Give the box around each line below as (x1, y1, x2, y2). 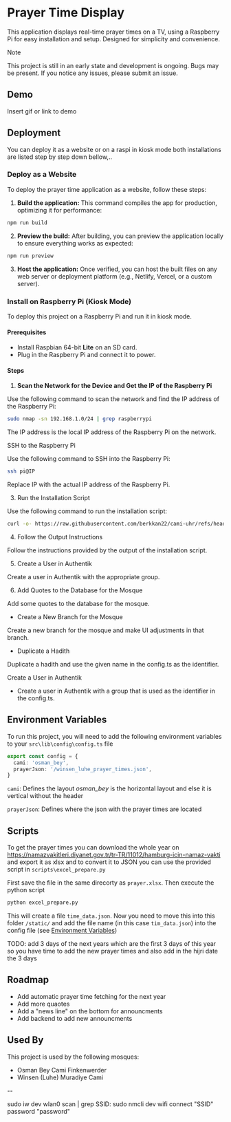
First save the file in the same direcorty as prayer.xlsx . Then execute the (7, 878, 214, 887)
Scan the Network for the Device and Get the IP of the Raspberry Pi (16, 382, 212, 390)
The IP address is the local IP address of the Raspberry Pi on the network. (7, 428, 217, 436)
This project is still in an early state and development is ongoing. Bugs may (7, 61, 219, 69)
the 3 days (7, 954, 38, 962)
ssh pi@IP (7, 468, 36, 475)
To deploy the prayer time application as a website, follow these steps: (7, 185, 207, 193)
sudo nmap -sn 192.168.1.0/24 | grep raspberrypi (7, 416, 153, 422)
